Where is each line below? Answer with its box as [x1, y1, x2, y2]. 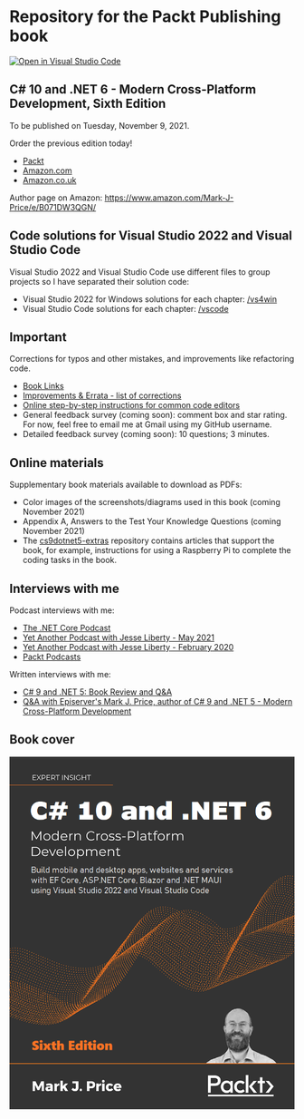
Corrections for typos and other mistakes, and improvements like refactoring [9, 354, 295, 365]
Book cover [9, 732, 75, 747]
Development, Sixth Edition [9, 96, 166, 112]
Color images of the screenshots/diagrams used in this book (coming [22, 497, 280, 508]
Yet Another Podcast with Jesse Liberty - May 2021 [22, 632, 215, 643]
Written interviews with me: [9, 669, 111, 679]
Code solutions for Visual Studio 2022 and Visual [9, 229, 292, 244]
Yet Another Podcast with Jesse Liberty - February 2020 [22, 642, 234, 652]
